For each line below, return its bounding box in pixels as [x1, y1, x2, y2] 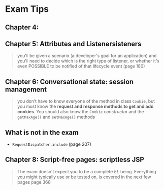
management [5, 85, 47, 94]
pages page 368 [17, 179, 51, 185]
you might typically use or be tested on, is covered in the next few [17, 174, 151, 180]
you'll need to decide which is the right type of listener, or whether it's [17, 58, 160, 64]
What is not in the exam [5, 128, 79, 136]
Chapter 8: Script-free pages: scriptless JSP [5, 156, 144, 164]
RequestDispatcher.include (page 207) [12, 141, 92, 147]
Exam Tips [5, 3, 49, 15]
